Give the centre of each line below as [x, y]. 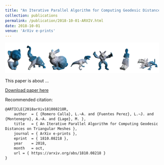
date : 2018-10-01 [23, 26]
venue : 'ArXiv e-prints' [30, 31]
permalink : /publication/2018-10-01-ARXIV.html [54, 21]
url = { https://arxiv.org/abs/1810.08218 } [60, 153]
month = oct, [29, 148]
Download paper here [27, 90]
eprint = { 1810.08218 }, [41, 139]
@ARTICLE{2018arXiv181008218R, [37, 109]
